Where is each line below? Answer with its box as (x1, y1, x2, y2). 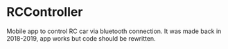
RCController (6, 4, 83, 20)
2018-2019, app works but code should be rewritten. (6, 34, 157, 42)
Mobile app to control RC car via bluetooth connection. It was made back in (6, 27, 222, 35)
